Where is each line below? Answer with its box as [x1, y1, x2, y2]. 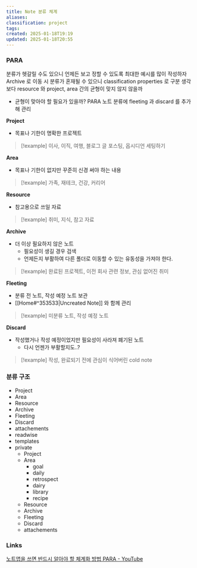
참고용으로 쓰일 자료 [14, 203, 61, 210]
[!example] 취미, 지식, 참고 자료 [20, 216, 95, 224]
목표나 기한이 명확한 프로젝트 [14, 129, 82, 137]
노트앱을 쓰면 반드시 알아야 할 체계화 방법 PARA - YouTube [6, 555, 143, 562]
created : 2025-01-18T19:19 [6, 31, 73, 37]
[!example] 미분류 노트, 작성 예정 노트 [20, 312, 109, 319]
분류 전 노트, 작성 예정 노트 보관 [14, 292, 88, 299]
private [14, 443, 33, 451]
